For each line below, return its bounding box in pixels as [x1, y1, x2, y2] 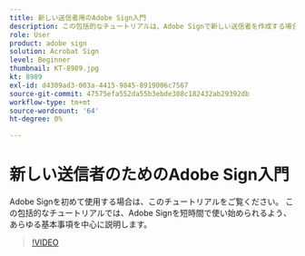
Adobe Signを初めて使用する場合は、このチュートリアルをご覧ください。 [9, 196, 284, 207]
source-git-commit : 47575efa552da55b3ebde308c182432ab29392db [9, 89, 250, 98]
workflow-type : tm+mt [9, 97, 92, 107]
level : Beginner [9, 55, 71, 64]
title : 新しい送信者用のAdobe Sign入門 [9, 13, 147, 23]
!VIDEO [31, 237, 59, 248]
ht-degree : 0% [9, 114, 64, 123]
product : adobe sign [9, 38, 88, 48]
